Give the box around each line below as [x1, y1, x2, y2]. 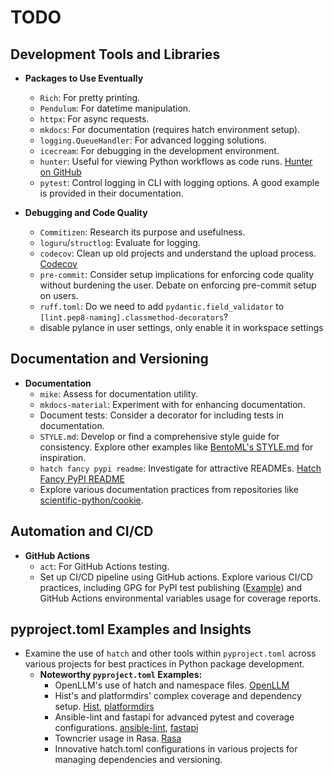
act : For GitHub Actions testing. [39, 560, 170, 572]
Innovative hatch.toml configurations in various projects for [54, 743, 298, 755]
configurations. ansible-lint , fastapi [54, 722, 199, 734]
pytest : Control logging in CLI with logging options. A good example [39, 177, 320, 188]
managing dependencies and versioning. [54, 754, 223, 766]
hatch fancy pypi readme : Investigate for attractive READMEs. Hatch [39, 462, 322, 474]
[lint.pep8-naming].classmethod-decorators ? [39, 311, 229, 323]
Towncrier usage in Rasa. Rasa [54, 732, 182, 745]
